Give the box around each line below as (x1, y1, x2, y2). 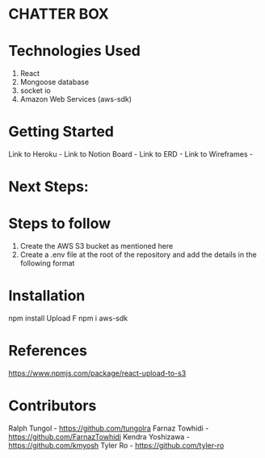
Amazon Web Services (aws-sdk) (19, 95, 132, 104)
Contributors (8, 397, 97, 415)
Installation (8, 287, 86, 305)
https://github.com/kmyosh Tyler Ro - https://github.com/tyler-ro (8, 441, 225, 450)
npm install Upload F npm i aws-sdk (8, 313, 128, 323)
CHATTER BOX (8, 5, 109, 23)
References (8, 342, 87, 360)
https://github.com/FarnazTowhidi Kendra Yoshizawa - (8, 432, 190, 441)
